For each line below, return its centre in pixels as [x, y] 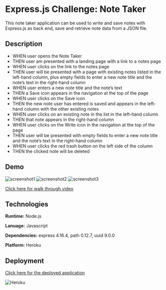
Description [24, 44]
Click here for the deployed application [45, 273]
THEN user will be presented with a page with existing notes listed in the [87, 72]
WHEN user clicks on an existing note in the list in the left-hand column [85, 114]
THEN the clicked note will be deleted [51, 151]
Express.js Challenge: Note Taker [76, 9]
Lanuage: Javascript [27, 226]
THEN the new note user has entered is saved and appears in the [79, 104]
